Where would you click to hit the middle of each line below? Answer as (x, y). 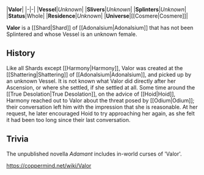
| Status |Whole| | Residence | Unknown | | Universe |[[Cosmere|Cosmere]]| (97, 16)
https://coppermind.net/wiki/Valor (49, 165)
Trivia (17, 139)
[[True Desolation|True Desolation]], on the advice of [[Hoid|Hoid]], (91, 94)
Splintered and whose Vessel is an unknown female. (72, 34)
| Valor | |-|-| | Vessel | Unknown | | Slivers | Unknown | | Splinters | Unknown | (97, 9)
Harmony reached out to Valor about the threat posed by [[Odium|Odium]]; (100, 100)
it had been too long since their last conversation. (68, 120)
